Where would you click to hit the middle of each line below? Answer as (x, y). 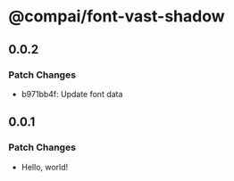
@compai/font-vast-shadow (117, 16)
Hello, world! (45, 167)
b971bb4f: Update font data (72, 94)
